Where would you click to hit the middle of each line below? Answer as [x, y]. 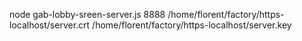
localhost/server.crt [50, 25]
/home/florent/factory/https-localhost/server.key [192, 25]
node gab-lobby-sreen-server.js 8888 [87, 14]
